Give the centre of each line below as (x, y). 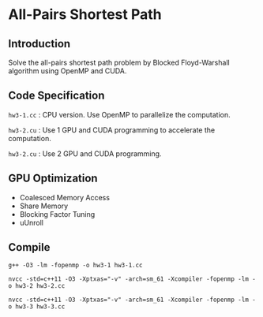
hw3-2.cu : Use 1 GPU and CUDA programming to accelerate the (112, 130)
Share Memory (44, 206)
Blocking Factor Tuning (57, 214)
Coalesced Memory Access (65, 197)
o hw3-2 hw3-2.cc (37, 286)
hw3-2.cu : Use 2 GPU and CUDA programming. (85, 153)
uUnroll (31, 222)
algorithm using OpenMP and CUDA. (68, 71)
